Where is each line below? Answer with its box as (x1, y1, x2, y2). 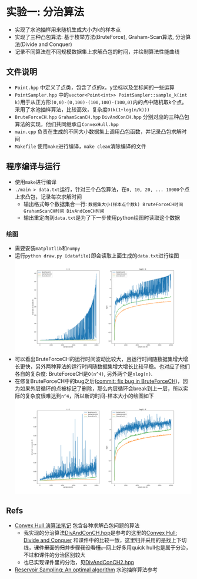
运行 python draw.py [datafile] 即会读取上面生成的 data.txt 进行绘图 (14, 252, 179, 259)
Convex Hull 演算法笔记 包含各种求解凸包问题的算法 (14, 522, 140, 529)
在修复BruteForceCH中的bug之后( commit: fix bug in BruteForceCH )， (14, 378, 183, 385)
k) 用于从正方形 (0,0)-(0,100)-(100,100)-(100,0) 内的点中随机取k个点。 (14, 98, 187, 105)
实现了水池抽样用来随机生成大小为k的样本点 (14, 26, 121, 33)
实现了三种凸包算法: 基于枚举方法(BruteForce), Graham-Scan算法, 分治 (14, 33, 186, 40)
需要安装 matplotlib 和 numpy (14, 244, 81, 252)
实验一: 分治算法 (6, 5, 84, 19)
